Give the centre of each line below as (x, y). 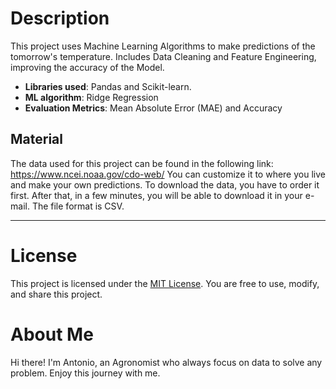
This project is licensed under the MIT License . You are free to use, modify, (165, 283)
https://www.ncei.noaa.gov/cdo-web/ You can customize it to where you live (168, 174)
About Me (52, 334)
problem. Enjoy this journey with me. (85, 373)
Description (60, 18)
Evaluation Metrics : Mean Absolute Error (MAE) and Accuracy (153, 108)
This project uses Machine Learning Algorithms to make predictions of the (163, 46)
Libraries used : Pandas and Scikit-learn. (108, 86)
